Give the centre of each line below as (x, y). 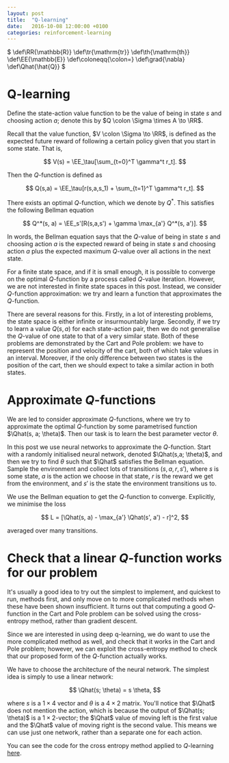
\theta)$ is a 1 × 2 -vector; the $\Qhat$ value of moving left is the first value (112, 718)
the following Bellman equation (51, 210)
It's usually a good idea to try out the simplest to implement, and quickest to (114, 592)
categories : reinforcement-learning (59, 33)
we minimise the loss (37, 504)
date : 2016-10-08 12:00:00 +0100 (58, 26)
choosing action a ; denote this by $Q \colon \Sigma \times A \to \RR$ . (105, 121)
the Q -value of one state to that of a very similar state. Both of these (103, 336)
